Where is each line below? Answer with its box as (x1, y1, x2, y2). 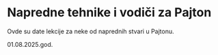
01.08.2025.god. (7, 40, 53, 48)
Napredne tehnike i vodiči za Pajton (7, 5, 212, 20)
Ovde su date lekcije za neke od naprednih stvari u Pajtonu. (7, 27, 174, 35)
